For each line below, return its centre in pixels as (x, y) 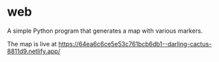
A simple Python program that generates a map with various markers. (105, 31)
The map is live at (32, 44)
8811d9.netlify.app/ (34, 51)
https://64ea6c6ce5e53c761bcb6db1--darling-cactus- (135, 44)
